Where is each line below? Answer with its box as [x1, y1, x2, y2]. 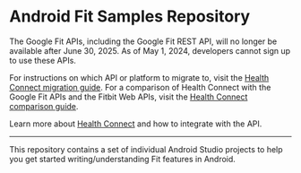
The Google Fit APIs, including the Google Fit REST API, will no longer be [9, 36, 278, 47]
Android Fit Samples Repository [9, 6, 251, 27]
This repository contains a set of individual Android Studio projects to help [9, 143, 284, 154]
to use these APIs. [9, 55, 76, 65]
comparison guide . [9, 100, 79, 111]
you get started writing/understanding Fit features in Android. [9, 153, 236, 164]
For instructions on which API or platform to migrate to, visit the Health [9, 72, 270, 82]
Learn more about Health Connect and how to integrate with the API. [9, 118, 262, 129]
